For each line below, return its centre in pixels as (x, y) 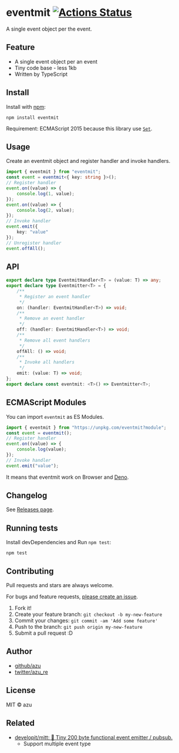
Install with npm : (26, 106)
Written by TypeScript (41, 74)
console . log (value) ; (42, 449)
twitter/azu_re (31, 672)
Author (19, 652)
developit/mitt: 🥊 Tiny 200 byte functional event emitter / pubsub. (94, 737)
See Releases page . (30, 509)
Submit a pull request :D (44, 633)
